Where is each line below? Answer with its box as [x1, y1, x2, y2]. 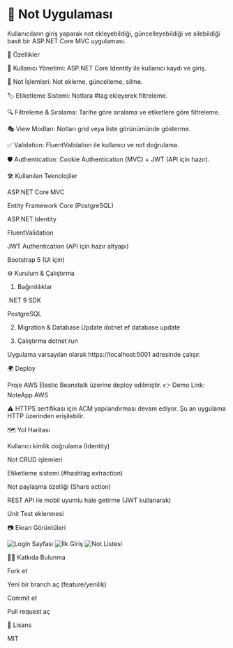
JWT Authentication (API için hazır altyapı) [7, 242, 129, 250]
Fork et [7, 566, 28, 575]
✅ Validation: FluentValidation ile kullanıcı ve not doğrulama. [7, 140, 179, 149]
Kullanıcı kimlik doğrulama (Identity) [7, 441, 110, 450]
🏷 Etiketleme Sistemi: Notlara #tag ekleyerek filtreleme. [7, 91, 168, 100]
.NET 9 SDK [7, 296, 42, 304]
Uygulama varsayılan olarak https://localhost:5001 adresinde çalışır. [7, 350, 201, 358]
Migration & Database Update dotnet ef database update [17, 323, 181, 331]
